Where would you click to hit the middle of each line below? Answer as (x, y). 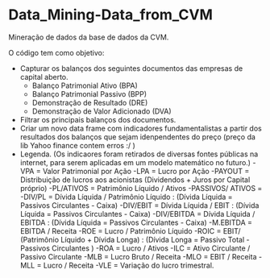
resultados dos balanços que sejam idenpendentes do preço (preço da (138, 137)
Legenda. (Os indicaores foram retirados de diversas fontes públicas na (139, 154)
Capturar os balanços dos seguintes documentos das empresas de (131, 68)
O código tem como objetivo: (56, 52)
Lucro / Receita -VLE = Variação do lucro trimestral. (129, 265)
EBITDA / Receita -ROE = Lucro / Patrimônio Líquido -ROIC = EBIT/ (130, 230)
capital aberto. (44, 77)
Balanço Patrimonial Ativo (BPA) (85, 85)
